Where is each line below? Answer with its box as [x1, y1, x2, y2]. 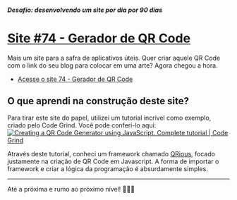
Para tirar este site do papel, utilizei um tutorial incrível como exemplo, [7, 113, 212, 123]
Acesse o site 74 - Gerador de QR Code [17, 75, 133, 83]
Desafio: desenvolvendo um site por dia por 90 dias [7, 6, 163, 14]
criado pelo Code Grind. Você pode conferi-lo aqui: [7, 121, 157, 130]
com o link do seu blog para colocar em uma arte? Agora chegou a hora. [7, 61, 218, 70]
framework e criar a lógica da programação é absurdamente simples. [7, 165, 208, 173]
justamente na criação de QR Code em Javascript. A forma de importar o [7, 157, 219, 165]
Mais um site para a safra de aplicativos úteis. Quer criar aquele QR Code [7, 54, 221, 62]
